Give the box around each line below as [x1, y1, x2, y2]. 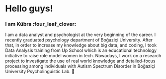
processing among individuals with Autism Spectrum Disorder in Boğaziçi [5, 63, 156, 69]
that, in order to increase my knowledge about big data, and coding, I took [5, 42, 157, 48]
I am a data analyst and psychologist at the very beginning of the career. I [5, 32, 156, 38]
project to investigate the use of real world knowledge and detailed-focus [5, 58, 156, 64]
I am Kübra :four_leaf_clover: [5, 21, 77, 28]
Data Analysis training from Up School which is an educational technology [5, 47, 157, 53]
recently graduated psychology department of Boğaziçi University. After [5, 37, 153, 43]
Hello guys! [5, 3, 53, 14]
